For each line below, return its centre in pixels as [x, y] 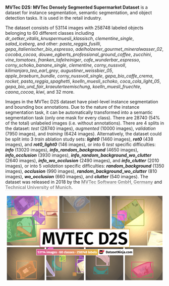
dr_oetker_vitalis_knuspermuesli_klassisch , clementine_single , [70, 38]
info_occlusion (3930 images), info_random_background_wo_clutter [78, 155]
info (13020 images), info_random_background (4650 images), [72, 150]
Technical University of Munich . [39, 187]
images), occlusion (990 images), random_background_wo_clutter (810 [81, 171]
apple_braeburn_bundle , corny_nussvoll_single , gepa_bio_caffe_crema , [79, 76]
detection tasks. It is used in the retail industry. [54, 18]
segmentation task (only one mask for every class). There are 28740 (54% [83, 118]
